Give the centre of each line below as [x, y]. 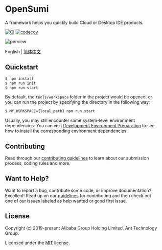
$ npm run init [21, 83]
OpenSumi [27, 9]
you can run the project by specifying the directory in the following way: [78, 102]
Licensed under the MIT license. [37, 243]
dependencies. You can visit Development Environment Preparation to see [80, 126]
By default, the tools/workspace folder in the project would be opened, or [79, 97]
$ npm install [20, 79]
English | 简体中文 [23, 51]
